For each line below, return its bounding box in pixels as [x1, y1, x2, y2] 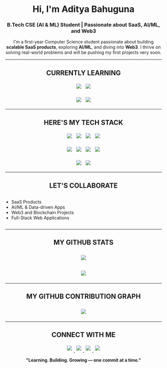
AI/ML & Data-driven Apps [11, 204, 66, 210]
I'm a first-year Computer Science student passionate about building [13, 39, 154, 45]
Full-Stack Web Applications [11, 215, 70, 221]
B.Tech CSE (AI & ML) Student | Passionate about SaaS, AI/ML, [6, 21, 161, 28]
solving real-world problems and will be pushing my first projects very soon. [5, 49, 162, 55]
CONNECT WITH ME [51, 331, 116, 339]
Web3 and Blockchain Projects [11, 209, 74, 215]
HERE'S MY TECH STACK [44, 118, 123, 127]
